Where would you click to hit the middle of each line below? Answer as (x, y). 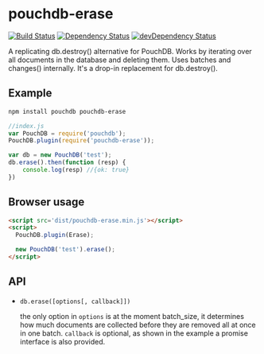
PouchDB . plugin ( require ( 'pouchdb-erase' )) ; (82, 141)
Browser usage (47, 202)
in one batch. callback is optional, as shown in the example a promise (134, 333)
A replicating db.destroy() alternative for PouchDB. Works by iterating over (130, 51)
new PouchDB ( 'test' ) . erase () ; (65, 250)
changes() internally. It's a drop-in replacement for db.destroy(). (113, 68)
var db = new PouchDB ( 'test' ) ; (60, 155)
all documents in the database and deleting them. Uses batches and (120, 60)
